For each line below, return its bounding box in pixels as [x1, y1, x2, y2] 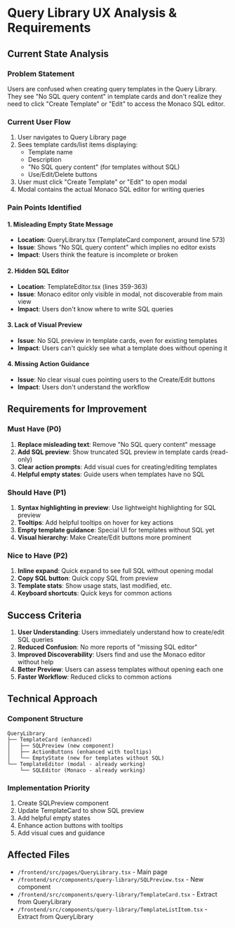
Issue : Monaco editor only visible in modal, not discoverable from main [17, 290, 223, 298]
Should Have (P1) [7, 487, 67, 497]
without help [17, 658, 54, 666]
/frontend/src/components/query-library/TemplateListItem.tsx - [17, 905, 208, 913]
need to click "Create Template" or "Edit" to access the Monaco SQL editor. [7, 100, 226, 108]
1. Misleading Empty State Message [7, 220, 114, 229]
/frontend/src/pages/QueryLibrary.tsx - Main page [17, 868, 168, 876]
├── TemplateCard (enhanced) [7, 736, 93, 743]
